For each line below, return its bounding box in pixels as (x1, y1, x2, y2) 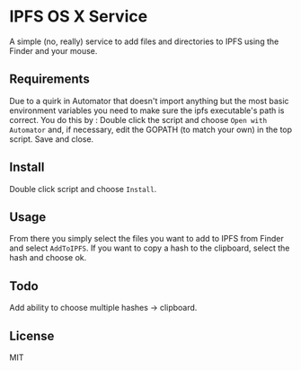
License (9, 328, 55, 343)
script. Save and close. (9, 133, 94, 145)
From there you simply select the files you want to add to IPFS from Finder (9, 233, 285, 244)
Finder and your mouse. (9, 45, 98, 56)
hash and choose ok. (9, 252, 87, 263)
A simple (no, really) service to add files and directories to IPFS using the (9, 36, 279, 47)
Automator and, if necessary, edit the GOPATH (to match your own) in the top (9, 124, 293, 135)
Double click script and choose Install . (9, 183, 157, 194)
